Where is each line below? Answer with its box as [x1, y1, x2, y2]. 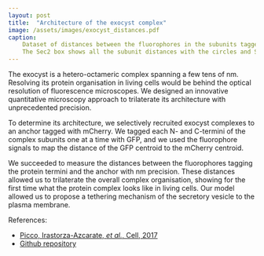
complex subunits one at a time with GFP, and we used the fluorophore [8, 135, 238, 144]
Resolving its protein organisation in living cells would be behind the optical [8, 78, 251, 87]
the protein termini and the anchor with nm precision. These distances [8, 166, 236, 176]
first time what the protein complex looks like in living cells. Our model [8, 184, 235, 192]
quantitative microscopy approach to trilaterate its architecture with [8, 95, 226, 104]
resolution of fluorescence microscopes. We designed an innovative [8, 86, 229, 95]
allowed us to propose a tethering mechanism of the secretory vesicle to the [8, 192, 255, 201]
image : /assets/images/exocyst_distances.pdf [8, 26, 159, 34]
